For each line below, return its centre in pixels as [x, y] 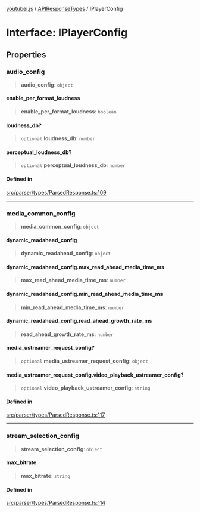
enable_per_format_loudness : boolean [69, 112]
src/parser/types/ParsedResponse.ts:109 [57, 192]
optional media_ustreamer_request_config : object [85, 361]
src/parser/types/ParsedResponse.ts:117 [56, 415]
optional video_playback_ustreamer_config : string [85, 388]
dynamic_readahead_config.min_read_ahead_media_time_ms [85, 294]
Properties [26, 55]
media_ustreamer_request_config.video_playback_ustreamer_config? [95, 375]
